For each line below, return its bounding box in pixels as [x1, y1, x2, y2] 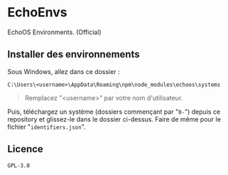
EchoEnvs [7, 4, 67, 21]
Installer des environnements [7, 48, 140, 60]
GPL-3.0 [7, 161, 31, 169]
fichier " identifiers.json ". [7, 122, 87, 131]
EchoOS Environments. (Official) [7, 28, 102, 36]
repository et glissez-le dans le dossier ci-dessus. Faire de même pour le [7, 115, 222, 123]
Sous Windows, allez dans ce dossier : [7, 67, 120, 75]
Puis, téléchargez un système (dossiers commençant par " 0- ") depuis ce [7, 107, 221, 116]
